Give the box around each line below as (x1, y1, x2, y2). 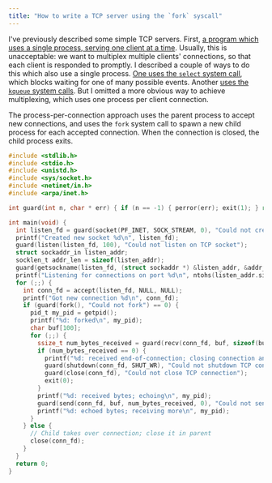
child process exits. (8, 135, 74, 146)
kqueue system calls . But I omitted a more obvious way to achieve (8, 86, 226, 96)
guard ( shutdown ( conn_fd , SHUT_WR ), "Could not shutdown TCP (44, 361, 252, 370)
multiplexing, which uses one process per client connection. (8, 94, 209, 104)
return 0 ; (15, 459, 49, 468)
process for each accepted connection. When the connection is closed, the (8, 127, 260, 137)
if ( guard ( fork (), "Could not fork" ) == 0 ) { (23, 301, 180, 310)
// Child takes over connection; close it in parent (29, 430, 212, 438)
